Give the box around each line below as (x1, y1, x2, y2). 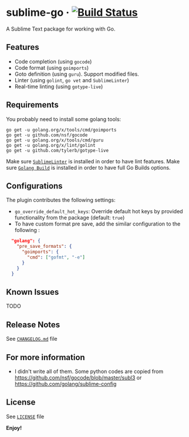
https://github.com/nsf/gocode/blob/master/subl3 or (14, 374, 142, 381)
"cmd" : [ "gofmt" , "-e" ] (27, 254, 85, 260)
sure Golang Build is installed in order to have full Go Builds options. (6, 164, 171, 171)
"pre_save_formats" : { (16, 244, 72, 250)
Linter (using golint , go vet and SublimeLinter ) (14, 76, 129, 83)
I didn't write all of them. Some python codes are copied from (14, 368, 164, 375)
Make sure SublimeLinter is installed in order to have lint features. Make (6, 157, 180, 164)
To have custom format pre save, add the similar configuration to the (14, 220, 181, 227)
